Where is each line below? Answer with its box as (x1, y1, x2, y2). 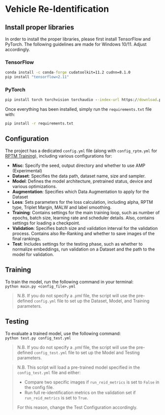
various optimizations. (12, 183, 57, 189)
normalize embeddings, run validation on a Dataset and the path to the (12, 246, 155, 252)
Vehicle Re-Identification (5, 3, 109, 15)
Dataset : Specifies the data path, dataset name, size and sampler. (12, 173, 146, 179)
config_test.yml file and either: (17, 369, 81, 375)
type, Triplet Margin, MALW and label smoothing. (12, 204, 112, 210)
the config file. (24, 384, 54, 390)
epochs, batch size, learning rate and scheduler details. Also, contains (12, 215, 155, 221)
